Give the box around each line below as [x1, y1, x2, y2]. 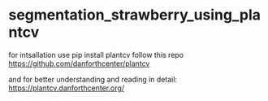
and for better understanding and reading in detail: [8, 74, 177, 84]
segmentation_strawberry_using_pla [8, 6, 262, 24]
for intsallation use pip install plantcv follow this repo [8, 50, 184, 59]
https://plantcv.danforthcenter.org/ [8, 83, 124, 93]
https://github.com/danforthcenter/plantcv [8, 59, 150, 68]
